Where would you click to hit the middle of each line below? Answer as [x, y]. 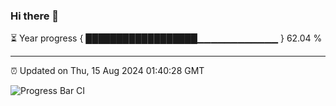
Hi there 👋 [35, 16]
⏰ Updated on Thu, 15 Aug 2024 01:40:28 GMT [107, 71]
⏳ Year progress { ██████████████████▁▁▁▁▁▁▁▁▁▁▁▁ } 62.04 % [166, 38]
